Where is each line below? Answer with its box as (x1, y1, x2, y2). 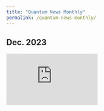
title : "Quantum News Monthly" (6, 9, 86, 15)
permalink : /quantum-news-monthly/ (6, 15, 97, 21)
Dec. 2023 (6, 37, 47, 48)
